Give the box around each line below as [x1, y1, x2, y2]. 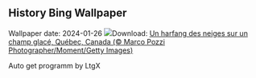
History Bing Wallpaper [8, 6, 127, 20]
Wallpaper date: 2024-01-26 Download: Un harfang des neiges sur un [8, 28, 248, 38]
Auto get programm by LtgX [8, 60, 101, 70]
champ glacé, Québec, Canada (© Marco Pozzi [8, 37, 165, 46]
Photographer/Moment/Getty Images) [8, 45, 134, 55]
